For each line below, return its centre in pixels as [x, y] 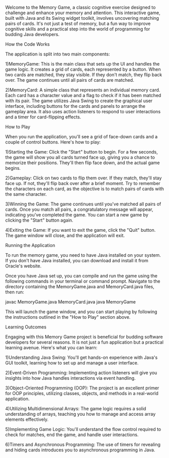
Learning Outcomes [26, 327]
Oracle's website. [24, 266]
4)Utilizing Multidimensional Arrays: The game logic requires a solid [76, 408]
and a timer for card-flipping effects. [43, 117]
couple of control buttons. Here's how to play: [53, 142]
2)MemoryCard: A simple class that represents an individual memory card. [83, 90]
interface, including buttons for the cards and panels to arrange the [75, 106]
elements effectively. [27, 419]
